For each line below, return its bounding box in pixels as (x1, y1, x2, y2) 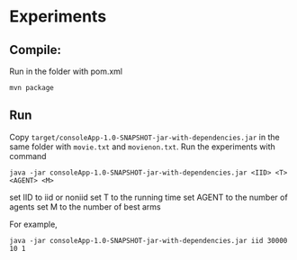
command (9, 150, 47, 161)
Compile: (9, 42, 61, 58)
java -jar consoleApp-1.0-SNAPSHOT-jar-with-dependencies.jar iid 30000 (9, 236, 288, 245)
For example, (9, 219, 58, 229)
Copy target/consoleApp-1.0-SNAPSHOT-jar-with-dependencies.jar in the (9, 131, 281, 142)
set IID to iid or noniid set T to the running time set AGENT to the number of (9, 192, 288, 202)
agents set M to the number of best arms (9, 201, 161, 212)
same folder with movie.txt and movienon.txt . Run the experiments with (9, 141, 276, 152)
